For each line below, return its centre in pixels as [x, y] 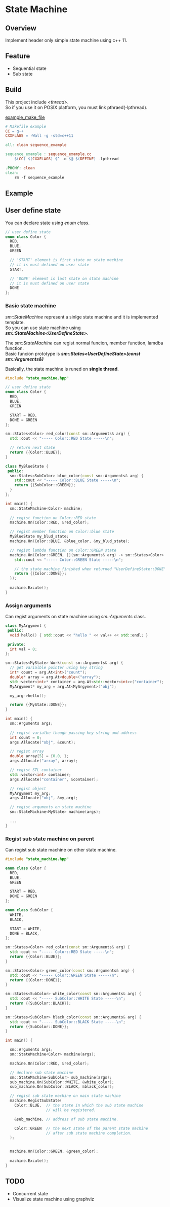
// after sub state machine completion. [89, 1133]
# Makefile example [26, 126]
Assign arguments [28, 606]
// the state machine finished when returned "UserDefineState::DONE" [90, 569]
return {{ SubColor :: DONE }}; [39, 1026]
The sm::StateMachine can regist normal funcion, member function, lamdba [84, 343]
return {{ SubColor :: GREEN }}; [45, 485]
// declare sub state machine [41, 1073]
